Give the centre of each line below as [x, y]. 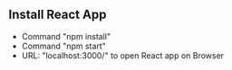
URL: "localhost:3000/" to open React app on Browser [122, 55]
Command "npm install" [66, 36]
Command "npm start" [63, 46]
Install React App [58, 15]
